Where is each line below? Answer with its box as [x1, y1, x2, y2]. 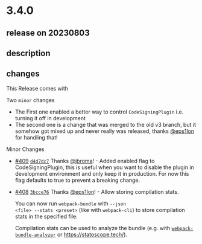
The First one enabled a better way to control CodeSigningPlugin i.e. [14, 108, 184, 115]
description [6, 48, 51, 58]
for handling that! [14, 133, 58, 141]
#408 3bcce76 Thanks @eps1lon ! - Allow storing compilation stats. [14, 188, 179, 195]
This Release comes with [6, 85, 68, 92]
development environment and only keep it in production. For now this [14, 170, 189, 177]
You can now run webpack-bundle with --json [14, 200, 127, 207]
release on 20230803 [6, 28, 90, 38]
